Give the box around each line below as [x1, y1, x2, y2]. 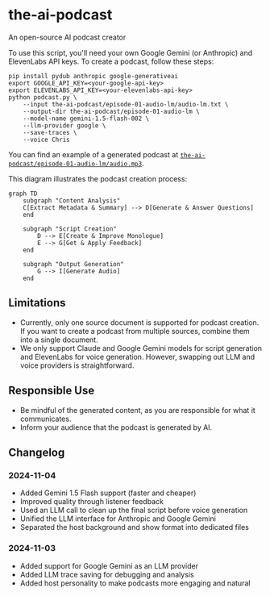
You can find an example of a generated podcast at [8, 149, 179, 159]
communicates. [19, 414, 72, 423]
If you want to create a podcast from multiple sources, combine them [19, 326, 250, 336]
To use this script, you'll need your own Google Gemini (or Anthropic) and [8, 48, 252, 57]
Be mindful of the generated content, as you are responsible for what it [19, 405, 255, 415]
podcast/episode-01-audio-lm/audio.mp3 [8, 160, 143, 168]
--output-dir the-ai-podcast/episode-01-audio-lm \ [23, 107, 200, 115]
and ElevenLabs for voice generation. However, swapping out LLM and [19, 352, 255, 361]
